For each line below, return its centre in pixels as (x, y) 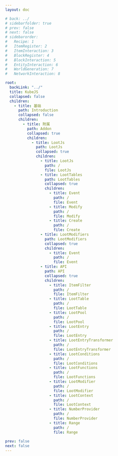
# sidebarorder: (22, 37)
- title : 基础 (28, 106)
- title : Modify (66, 207)
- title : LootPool (68, 313)
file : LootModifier (73, 391)
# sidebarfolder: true (28, 23)
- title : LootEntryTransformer (81, 340)
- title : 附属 (36, 124)
